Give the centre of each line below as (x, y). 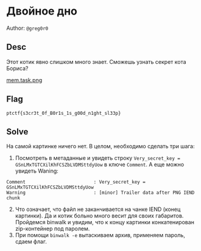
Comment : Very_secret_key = (76, 182)
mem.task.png (24, 80)
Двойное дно (42, 11)
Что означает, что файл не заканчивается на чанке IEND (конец (98, 209)
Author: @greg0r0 (27, 28)
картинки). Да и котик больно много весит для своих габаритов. (99, 216)
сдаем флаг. (31, 242)
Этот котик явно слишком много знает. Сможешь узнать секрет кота (97, 61)
